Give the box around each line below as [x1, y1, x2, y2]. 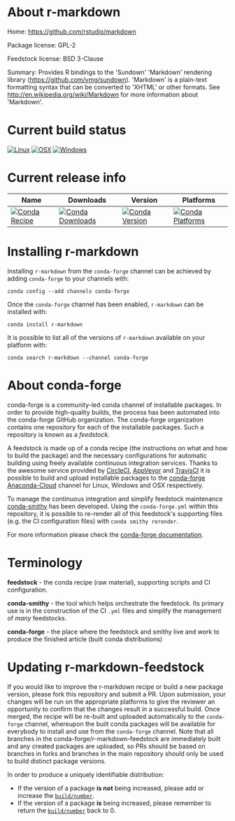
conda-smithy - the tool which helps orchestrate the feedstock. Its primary [7, 599, 225, 607]
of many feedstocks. [7, 613, 67, 622]
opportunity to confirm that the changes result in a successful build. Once [7, 704, 220, 713]
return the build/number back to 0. [17, 806, 116, 815]
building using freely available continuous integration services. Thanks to [7, 459, 218, 467]
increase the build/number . [17, 791, 95, 799]
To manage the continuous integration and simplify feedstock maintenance [7, 494, 223, 503]
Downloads [67, 195, 107, 205]
